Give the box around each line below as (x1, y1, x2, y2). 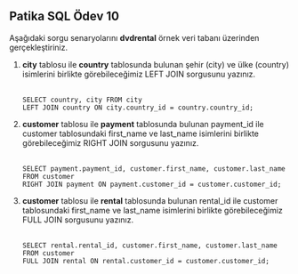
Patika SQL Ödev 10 (9, 9, 120, 24)
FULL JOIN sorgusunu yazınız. (21, 214, 134, 225)
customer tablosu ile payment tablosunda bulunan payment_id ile (21, 118, 264, 129)
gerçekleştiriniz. (9, 42, 68, 52)
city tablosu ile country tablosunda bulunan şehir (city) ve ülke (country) (21, 59, 290, 69)
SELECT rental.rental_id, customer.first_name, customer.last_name (21, 241, 278, 250)
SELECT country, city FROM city (21, 95, 142, 104)
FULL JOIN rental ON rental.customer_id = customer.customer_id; (21, 256, 270, 265)
